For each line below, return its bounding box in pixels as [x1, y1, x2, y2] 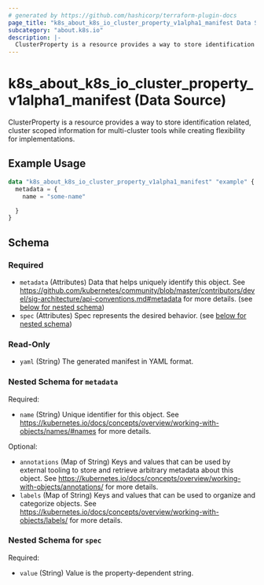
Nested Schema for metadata [8, 376, 119, 387]
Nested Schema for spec [8, 535, 102, 546]
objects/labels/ [19, 515, 68, 524]
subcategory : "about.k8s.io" [8, 26, 104, 34]
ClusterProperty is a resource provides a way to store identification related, [8, 117, 251, 127]
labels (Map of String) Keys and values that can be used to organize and [19, 490, 256, 500]
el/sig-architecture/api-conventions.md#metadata [19, 294, 182, 303]
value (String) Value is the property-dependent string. [19, 568, 194, 577]
